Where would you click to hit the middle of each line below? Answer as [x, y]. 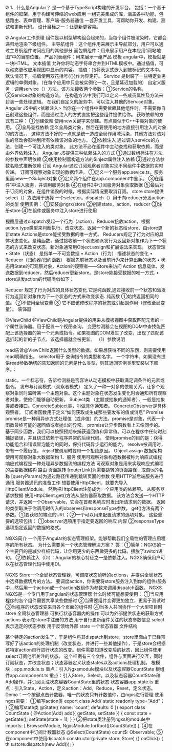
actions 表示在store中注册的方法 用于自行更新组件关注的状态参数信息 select [85, 620]
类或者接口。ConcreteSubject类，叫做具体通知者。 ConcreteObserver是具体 [86, 406]
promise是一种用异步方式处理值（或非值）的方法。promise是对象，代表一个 [85, 419]
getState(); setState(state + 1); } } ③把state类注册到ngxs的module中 [78, 719]
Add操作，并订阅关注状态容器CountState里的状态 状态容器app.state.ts [79, 682]
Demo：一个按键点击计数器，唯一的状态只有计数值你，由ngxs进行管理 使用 [84, 695]
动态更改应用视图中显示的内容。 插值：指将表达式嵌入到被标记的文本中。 [87, 70]
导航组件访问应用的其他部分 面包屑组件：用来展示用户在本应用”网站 [85, 50]
